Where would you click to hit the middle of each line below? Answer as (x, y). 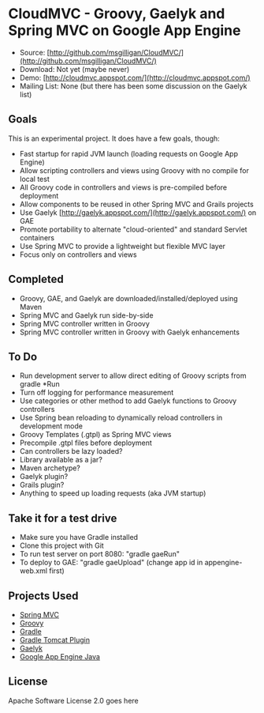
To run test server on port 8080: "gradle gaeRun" (99, 554)
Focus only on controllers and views (78, 255)
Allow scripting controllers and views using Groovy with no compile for (134, 170)
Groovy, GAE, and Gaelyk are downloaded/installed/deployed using (128, 298)
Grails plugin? (42, 485)
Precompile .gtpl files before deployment (86, 443)
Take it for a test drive (63, 518)
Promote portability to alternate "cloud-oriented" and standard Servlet (133, 229)
